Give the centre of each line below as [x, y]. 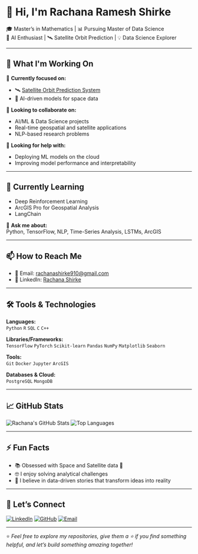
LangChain [28, 214]
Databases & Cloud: [31, 375]
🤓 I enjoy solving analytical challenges [61, 474]
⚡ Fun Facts [28, 448]
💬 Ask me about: [27, 225]
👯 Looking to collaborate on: [41, 110]
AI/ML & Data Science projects [52, 121]
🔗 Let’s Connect [36, 505]
